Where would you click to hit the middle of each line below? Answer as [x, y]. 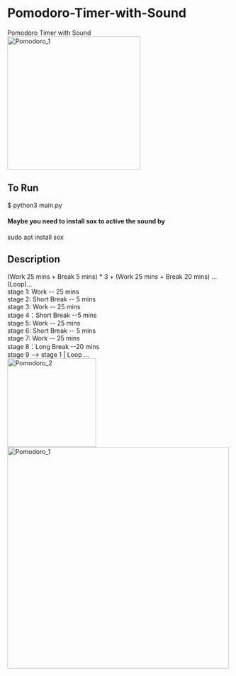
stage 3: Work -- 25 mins [44, 306]
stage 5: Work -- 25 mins [44, 323]
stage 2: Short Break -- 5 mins [52, 299]
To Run [23, 188]
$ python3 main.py [35, 205]
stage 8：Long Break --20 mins [54, 346]
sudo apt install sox [35, 237]
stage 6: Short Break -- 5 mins [52, 331]
